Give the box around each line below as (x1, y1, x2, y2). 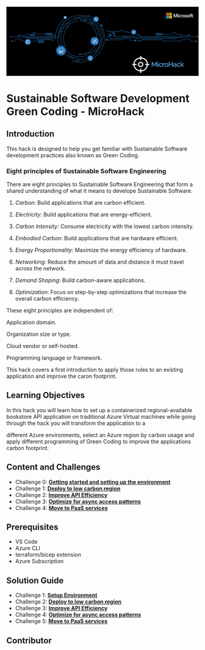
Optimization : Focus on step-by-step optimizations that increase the (15, 288, 187, 295)
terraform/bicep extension (15, 551, 81, 558)
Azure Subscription (15, 558, 64, 565)
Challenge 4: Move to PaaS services (15, 504, 108, 511)
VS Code (15, 538, 38, 545)
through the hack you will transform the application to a (6, 419, 146, 427)
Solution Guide (6, 575, 64, 586)
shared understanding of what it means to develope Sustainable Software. (6, 187, 193, 194)
